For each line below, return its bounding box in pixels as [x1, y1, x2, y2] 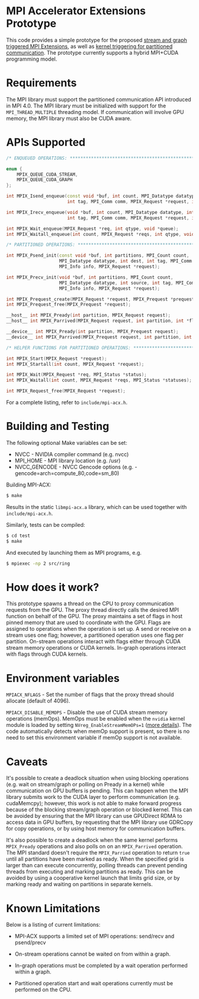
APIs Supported [6, 135, 86, 149]
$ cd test [6, 533, 31, 539]
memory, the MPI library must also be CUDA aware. [6, 115, 132, 122]
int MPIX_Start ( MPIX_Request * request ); [6, 355, 108, 362]
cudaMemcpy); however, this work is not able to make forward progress [6, 800, 182, 807]
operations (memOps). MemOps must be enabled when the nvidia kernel [6, 715, 185, 722]
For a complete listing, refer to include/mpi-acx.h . [6, 399, 128, 406]
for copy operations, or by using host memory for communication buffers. [6, 825, 186, 832]
